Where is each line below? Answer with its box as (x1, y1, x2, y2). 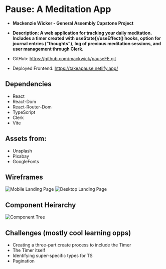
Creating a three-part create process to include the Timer (12, 242, 131, 248)
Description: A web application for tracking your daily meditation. (12, 30, 152, 36)
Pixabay (12, 153, 29, 159)
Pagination (12, 258, 35, 264)
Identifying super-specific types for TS (12, 252, 93, 258)
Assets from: (5, 134, 47, 143)
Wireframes (5, 173, 44, 181)
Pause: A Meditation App (5, 4, 111, 15)
